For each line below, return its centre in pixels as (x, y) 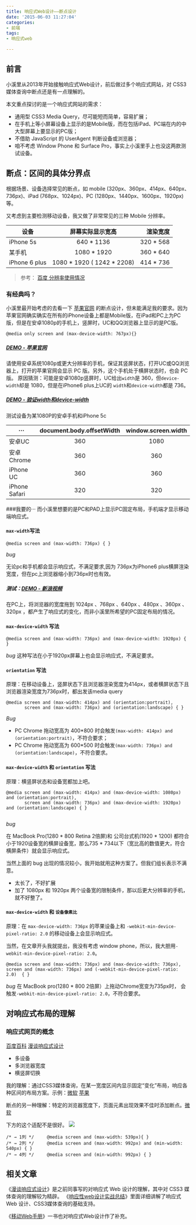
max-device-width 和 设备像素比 (42, 912)
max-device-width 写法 (33, 626)
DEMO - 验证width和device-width (48, 400)
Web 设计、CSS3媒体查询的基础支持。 (52, 1204)
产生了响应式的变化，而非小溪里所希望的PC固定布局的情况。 (106, 612)
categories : (20, 22)
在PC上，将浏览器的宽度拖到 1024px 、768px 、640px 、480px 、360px (93, 605)
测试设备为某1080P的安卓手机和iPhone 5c (56, 415)
